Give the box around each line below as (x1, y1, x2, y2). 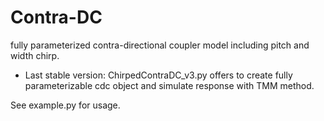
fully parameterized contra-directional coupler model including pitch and (10, 39, 310, 51)
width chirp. (10, 49, 60, 61)
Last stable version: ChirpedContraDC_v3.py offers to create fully (24, 69, 293, 81)
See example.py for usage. (10, 99, 121, 111)
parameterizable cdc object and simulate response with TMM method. (24, 79, 315, 91)
